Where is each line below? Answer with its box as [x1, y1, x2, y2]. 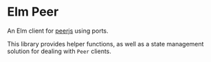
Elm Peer [7, 4, 59, 20]
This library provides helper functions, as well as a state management [7, 40, 204, 48]
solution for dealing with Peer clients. [7, 47, 112, 55]
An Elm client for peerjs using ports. [7, 27, 109, 35]
